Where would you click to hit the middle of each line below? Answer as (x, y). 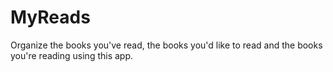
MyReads (50, 17)
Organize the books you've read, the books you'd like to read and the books (166, 45)
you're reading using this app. (72, 55)
